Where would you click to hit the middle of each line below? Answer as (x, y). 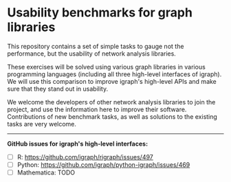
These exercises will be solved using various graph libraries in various (107, 67)
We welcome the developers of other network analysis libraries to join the (111, 102)
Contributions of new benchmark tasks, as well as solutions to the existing (112, 116)
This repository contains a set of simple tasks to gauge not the (96, 46)
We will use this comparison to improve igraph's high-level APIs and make (112, 81)
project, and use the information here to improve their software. (97, 109)
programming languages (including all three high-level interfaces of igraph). (114, 74)
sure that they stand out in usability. (58, 89)
